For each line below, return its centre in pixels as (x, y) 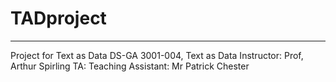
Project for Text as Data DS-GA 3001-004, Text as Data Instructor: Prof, (157, 55)
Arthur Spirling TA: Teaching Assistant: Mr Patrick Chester (130, 66)
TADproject (58, 18)
